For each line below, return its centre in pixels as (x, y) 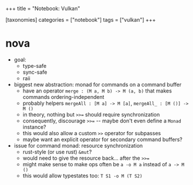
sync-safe (35, 72)
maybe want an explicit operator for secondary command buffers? (102, 139)
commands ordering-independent (63, 97)
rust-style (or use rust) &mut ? (57, 152)
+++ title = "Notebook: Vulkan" (43, 8)
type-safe (35, 66)
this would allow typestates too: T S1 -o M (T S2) (82, 176)
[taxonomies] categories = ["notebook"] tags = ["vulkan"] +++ (81, 20)
